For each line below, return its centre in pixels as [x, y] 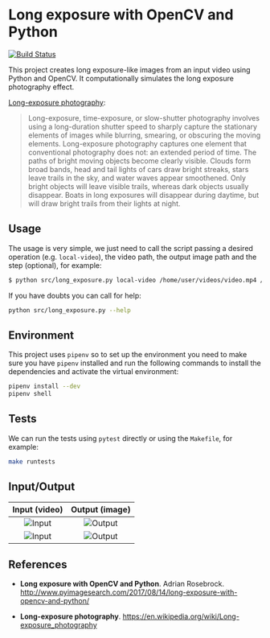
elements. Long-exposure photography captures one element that [137, 143]
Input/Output [42, 487]
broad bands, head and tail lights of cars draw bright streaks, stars [138, 169]
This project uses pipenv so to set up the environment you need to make [128, 355]
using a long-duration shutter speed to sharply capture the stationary [143, 126]
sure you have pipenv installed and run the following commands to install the [135, 363]
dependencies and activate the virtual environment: [94, 372]
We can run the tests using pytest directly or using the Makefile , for [121, 438]
